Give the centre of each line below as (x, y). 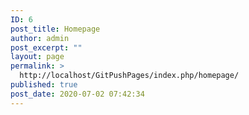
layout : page (37, 57)
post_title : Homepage (55, 29)
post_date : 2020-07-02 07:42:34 (77, 94)
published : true (44, 85)
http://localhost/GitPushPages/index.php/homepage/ (129, 76)
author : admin (40, 38)
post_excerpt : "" (46, 47)
